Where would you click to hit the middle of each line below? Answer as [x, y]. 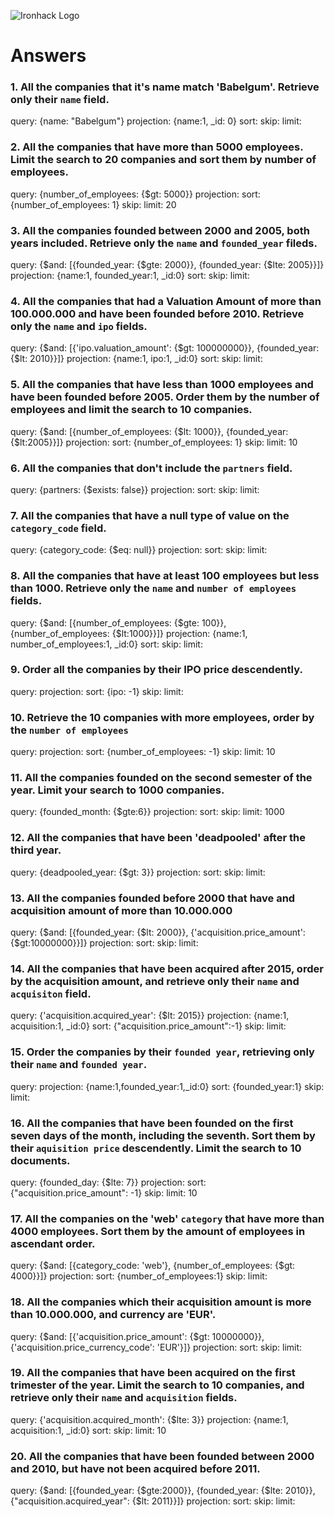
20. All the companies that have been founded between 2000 [162, 1456]
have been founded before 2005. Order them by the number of [165, 397]
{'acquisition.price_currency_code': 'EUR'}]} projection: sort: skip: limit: [156, 1347]
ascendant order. [53, 1243]
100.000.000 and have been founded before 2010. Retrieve [157, 313]
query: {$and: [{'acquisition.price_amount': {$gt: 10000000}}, [137, 1336]
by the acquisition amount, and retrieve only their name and [155, 981]
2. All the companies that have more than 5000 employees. [157, 147]
